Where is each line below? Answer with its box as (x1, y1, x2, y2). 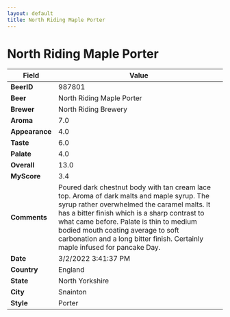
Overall (10, 161, 35, 170)
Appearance (10, 127, 52, 137)
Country (10, 265, 38, 274)
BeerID (10, 82, 34, 92)
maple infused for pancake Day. (57, 243, 161, 253)
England (57, 265, 85, 274)
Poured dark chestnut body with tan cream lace (57, 183, 211, 192)
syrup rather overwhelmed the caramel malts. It (57, 200, 211, 209)
